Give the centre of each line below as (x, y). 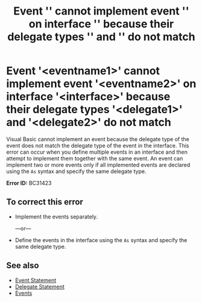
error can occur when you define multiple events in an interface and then (97, 152)
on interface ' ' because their (101, 24)
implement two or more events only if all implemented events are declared (98, 165)
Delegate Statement (39, 286)
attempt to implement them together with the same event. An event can (95, 158)
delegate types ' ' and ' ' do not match (101, 37)
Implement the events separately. (56, 217)
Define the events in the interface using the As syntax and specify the (101, 240)
